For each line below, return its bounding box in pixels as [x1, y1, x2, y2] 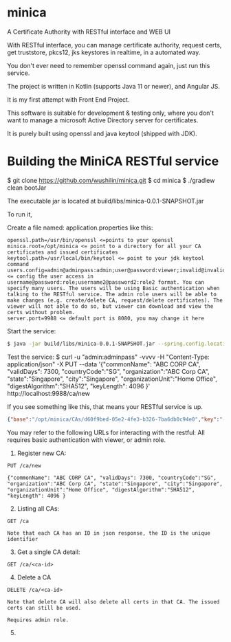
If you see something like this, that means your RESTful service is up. [7, 402, 203, 410]
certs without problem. [7, 309, 76, 316]
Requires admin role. [7, 617, 69, 623]
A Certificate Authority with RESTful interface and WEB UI [7, 27, 170, 36]
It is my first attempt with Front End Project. [7, 95, 130, 104]
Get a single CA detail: [16, 548, 80, 556]
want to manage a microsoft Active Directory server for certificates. [7, 115, 199, 124]
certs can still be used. [7, 604, 81, 611]
